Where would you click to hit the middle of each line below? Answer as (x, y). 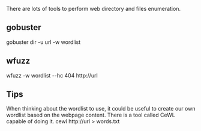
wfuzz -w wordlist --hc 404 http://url (52, 75)
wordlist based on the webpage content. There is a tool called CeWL (91, 115)
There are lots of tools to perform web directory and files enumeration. (94, 9)
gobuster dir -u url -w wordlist (43, 42)
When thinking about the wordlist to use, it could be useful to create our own (101, 109)
